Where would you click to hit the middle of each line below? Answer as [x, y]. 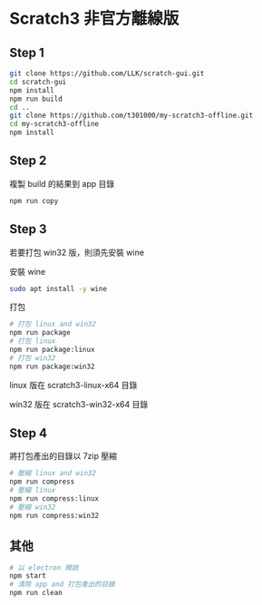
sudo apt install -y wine [58, 288]
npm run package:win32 [52, 366]
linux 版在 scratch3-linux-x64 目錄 [73, 385]
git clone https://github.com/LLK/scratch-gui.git [107, 73]
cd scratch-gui [38, 82]
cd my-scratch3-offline [54, 124]
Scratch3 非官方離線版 [94, 19]
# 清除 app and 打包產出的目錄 [62, 585]
